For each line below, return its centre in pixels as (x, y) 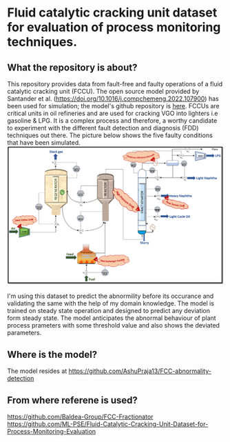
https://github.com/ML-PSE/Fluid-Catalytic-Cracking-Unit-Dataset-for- (108, 424)
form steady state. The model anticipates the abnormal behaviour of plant (112, 318)
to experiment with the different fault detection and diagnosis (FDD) (103, 128)
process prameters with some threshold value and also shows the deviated (114, 325)
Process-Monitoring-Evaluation (52, 431)
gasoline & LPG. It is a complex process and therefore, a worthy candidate (112, 121)
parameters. (24, 333)
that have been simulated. (44, 142)
